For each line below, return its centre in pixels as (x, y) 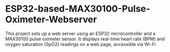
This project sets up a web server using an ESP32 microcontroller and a (80, 33)
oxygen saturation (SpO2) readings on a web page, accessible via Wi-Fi (81, 44)
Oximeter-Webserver (51, 19)
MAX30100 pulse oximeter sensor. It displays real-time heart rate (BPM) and (85, 39)
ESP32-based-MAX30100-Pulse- (78, 9)
